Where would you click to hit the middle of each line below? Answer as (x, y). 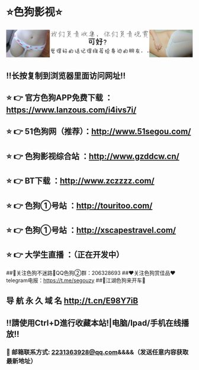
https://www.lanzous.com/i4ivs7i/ (71, 110)
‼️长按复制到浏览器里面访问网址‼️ (66, 76)
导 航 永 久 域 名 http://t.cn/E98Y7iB (72, 301)
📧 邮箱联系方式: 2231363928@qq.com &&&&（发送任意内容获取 (97, 352)
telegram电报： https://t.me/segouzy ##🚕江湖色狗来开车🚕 (76, 280)
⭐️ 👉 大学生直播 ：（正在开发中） (65, 255)
